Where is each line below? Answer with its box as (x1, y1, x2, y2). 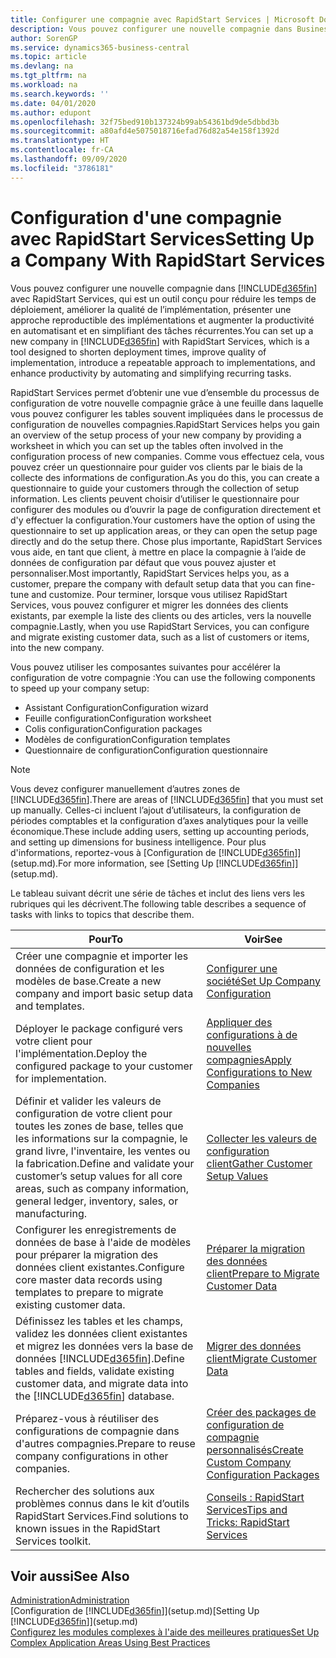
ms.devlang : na (10, 61, 74, 71)
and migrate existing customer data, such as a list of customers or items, (10, 631, 310, 643)
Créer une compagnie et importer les (15, 949, 189, 963)
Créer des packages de (206, 1405, 317, 1419)
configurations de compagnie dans (15, 1424, 180, 1438)
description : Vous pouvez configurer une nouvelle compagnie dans (10, 24, 293, 34)
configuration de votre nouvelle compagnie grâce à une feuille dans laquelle (10, 397, 324, 409)
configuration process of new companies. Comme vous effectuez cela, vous (10, 450, 325, 462)
